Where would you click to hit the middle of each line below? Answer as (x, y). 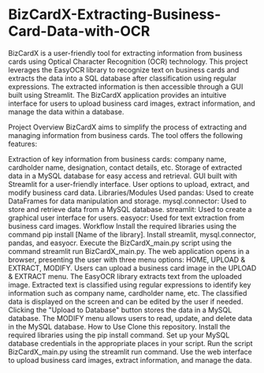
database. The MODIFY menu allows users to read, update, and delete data (130, 318)
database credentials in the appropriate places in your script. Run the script (131, 343)
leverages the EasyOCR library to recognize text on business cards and (124, 69)
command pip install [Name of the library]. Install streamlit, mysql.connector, (132, 234)
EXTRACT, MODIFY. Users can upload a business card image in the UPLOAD (132, 268)
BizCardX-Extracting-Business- (115, 15)
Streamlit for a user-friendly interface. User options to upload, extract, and (129, 184)
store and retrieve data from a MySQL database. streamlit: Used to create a (130, 209)
